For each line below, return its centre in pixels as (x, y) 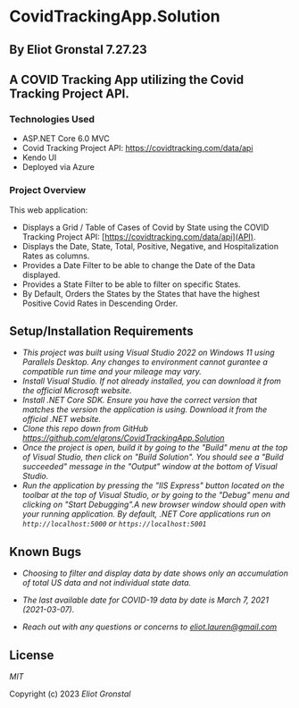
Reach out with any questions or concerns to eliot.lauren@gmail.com (149, 627)
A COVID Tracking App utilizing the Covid (126, 79)
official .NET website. (61, 419)
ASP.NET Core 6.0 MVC (66, 139)
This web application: (49, 210)
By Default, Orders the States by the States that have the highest (141, 293)
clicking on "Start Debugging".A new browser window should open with (154, 505)
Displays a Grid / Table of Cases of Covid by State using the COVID (145, 227)
